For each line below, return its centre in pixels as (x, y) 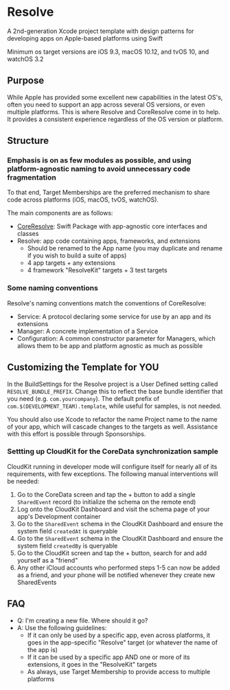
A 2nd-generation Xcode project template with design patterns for (101, 31)
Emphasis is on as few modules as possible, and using (99, 160)
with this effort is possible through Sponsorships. (77, 433)
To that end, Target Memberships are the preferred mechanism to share (108, 193)
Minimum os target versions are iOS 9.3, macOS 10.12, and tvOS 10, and (108, 52)
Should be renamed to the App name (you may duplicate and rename (125, 248)
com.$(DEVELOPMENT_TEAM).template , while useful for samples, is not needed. (114, 406)
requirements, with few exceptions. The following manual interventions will (113, 474)
